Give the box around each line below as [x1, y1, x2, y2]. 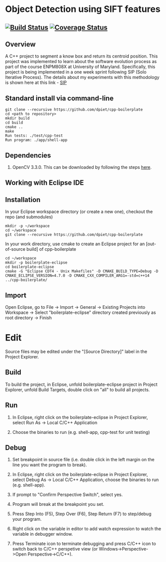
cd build [5, 120, 23, 125]
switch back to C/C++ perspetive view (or [12, 546, 98, 552]
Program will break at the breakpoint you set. [12, 501, 105, 507]
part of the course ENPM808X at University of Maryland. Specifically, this [5, 64, 156, 70]
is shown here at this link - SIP [5, 79, 67, 85]
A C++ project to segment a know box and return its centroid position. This [5, 53, 158, 59]
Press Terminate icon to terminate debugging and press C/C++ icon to [12, 541, 156, 547]
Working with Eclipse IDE [5, 179, 84, 187]
